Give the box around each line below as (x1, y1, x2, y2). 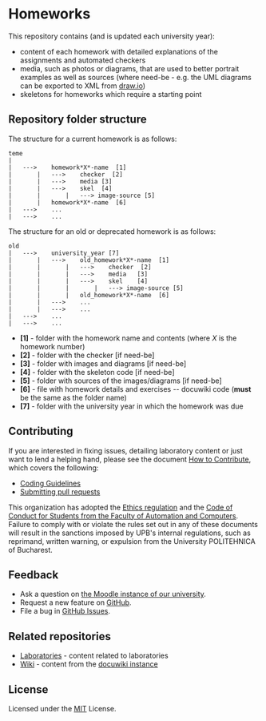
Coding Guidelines (19, 478, 81, 488)
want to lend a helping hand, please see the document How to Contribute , (8, 454, 252, 464)
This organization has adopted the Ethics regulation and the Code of (8, 502, 233, 512)
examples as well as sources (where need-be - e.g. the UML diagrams (19, 72, 252, 82)
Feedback (8, 568, 59, 582)
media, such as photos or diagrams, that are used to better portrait (19, 63, 240, 73)
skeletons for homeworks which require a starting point (19, 89, 202, 99)
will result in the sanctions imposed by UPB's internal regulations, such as (8, 528, 252, 538)
